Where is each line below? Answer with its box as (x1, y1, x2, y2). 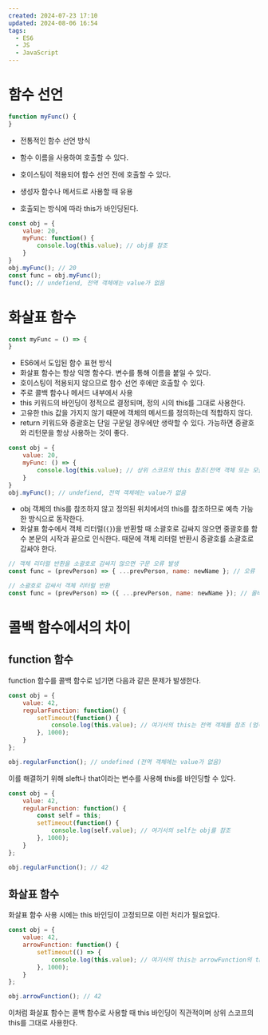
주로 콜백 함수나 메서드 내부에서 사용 (19, 388, 133, 398)
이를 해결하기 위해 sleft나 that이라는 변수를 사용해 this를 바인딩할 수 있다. (8, 773, 236, 783)
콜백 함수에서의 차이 (8, 619, 132, 637)
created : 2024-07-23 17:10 (8, 11, 98, 20)
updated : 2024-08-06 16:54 (8, 19, 98, 27)
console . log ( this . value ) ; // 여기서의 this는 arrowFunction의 (50, 956, 253, 964)
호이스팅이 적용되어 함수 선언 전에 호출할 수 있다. (19, 169, 171, 179)
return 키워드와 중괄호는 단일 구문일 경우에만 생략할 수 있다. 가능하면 (19, 418, 234, 428)
